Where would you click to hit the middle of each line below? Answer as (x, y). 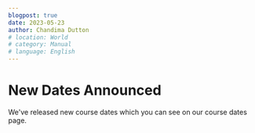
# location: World (38, 37)
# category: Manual (40, 45)
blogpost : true (33, 15)
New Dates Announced (85, 90)
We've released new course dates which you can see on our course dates (127, 112)
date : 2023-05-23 (36, 23)
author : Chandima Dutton (49, 30)
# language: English (42, 52)
